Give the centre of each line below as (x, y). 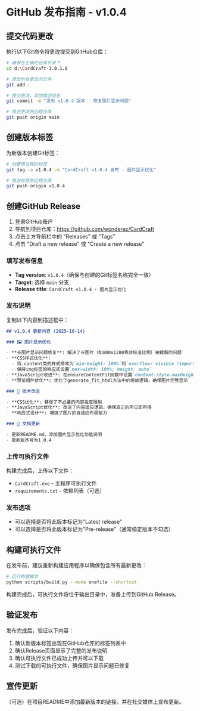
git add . (18, 85)
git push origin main (33, 118)
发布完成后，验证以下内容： (40, 630)
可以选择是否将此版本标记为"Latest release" (68, 522)
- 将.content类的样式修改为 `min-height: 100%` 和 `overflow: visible (93, 364)
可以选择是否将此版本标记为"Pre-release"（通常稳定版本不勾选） (94, 529)
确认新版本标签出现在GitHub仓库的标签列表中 (70, 643)
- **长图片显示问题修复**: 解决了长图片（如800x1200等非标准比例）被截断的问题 (94, 353)
